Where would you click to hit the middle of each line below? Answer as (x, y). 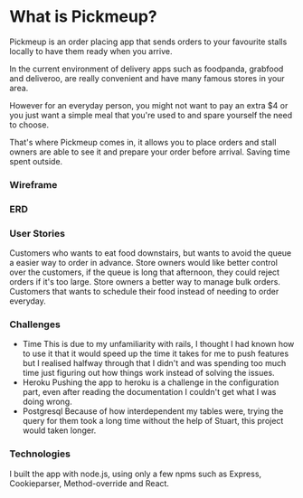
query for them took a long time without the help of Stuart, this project (153, 421)
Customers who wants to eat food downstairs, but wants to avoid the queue (151, 253)
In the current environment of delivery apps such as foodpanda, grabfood (147, 69)
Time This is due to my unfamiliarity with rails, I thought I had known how (158, 344)
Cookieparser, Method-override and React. (90, 483)
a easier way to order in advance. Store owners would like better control (144, 263)
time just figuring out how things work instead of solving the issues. (148, 373)
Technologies (40, 454)
